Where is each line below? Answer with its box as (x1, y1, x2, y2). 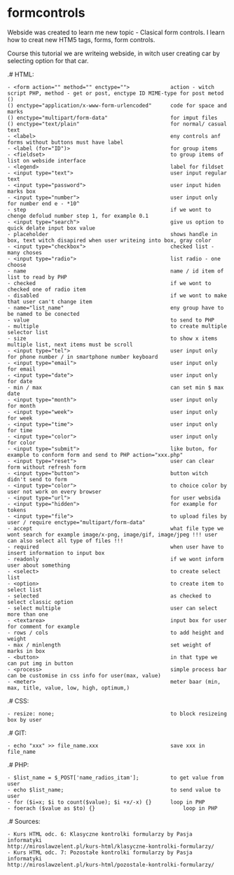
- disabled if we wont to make (7, 292, 228, 299)
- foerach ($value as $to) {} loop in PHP (7, 804, 218, 812)
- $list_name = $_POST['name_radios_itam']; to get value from (7, 774, 224, 781)
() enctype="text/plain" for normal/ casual (7, 120, 228, 128)
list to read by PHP (7, 273, 68, 281)
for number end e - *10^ (7, 200, 80, 207)
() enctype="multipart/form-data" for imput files (7, 114, 218, 121)
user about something (7, 562, 71, 569)
